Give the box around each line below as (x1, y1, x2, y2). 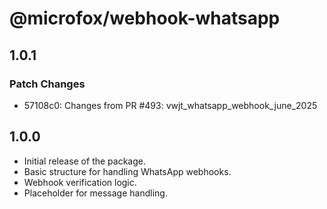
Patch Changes (9, 77, 86, 91)
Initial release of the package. (23, 155, 146, 167)
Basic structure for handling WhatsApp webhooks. (23, 165, 232, 177)
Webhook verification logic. (23, 176, 137, 188)
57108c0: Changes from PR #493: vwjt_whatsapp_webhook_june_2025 (23, 99, 318, 111)
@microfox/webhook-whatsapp (9, 7, 281, 30)
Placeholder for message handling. (23, 187, 168, 199)
